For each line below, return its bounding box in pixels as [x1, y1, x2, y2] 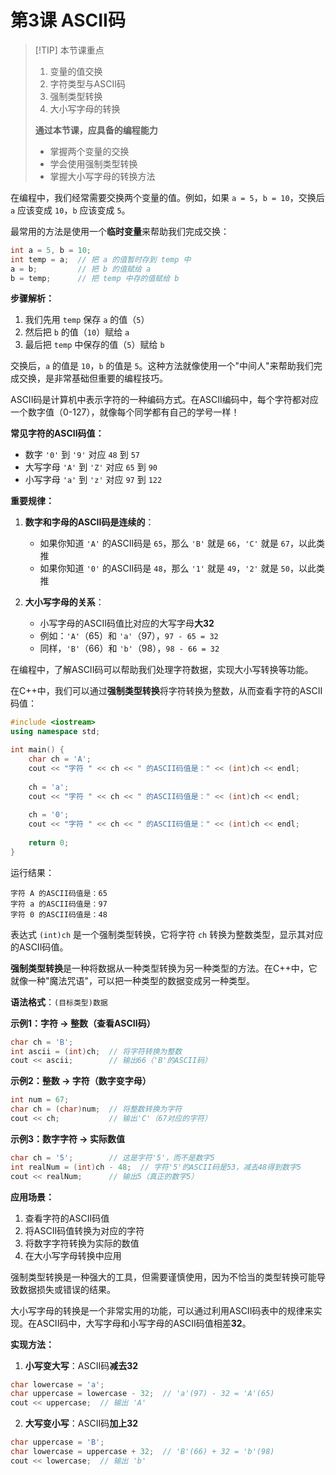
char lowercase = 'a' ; [10, 1379, 105, 1390]
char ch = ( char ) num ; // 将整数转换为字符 [10, 1104, 183, 1115]
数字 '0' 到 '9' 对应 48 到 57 [24, 449, 140, 461]
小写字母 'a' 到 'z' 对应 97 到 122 [24, 474, 163, 486]
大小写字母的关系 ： [24, 596, 105, 608]
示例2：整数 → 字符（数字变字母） [10, 1075, 152, 1087]
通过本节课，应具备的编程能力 [34, 124, 158, 136]
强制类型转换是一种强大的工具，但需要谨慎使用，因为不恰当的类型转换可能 [10, 1271, 317, 1283]
